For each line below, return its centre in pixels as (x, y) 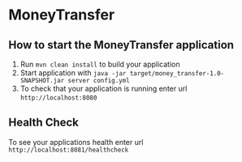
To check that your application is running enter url (104, 88)
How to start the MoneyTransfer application (121, 45)
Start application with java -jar (73, 73)
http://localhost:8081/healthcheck (69, 150)
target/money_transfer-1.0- (177, 74)
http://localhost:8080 (58, 98)
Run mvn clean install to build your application (100, 64)
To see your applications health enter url (76, 142)
